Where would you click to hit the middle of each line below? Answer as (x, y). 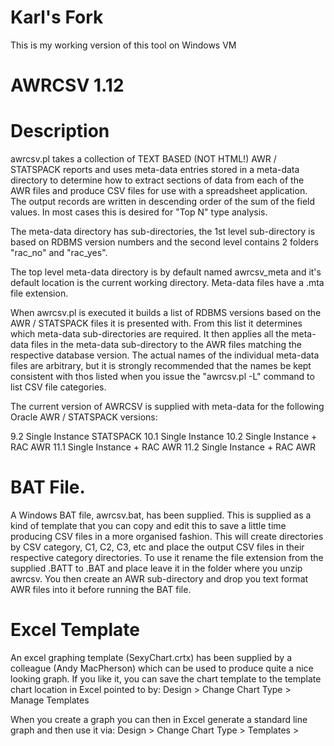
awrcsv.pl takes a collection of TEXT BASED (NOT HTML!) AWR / (143, 159)
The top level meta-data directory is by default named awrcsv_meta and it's (166, 272)
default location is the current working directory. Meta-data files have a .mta (167, 283)
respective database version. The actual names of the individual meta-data (165, 355)
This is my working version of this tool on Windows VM (123, 45)
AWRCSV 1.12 (67, 85)
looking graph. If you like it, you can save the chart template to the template (166, 678)
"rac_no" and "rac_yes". (59, 253)
